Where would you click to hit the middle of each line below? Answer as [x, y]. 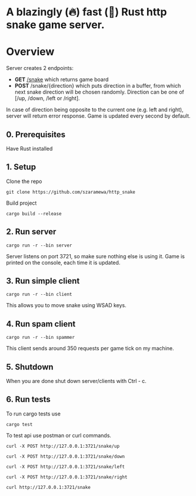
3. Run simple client [43, 281]
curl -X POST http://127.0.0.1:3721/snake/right [67, 477]
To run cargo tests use [33, 414]
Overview [30, 52]
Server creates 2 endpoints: [40, 68]
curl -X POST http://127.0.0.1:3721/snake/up [63, 446]
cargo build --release [34, 214]
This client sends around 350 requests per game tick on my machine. [90, 348]
